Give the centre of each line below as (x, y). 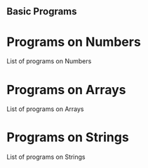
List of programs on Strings (46, 157)
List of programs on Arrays (45, 109)
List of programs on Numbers (49, 61)
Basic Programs (42, 12)
